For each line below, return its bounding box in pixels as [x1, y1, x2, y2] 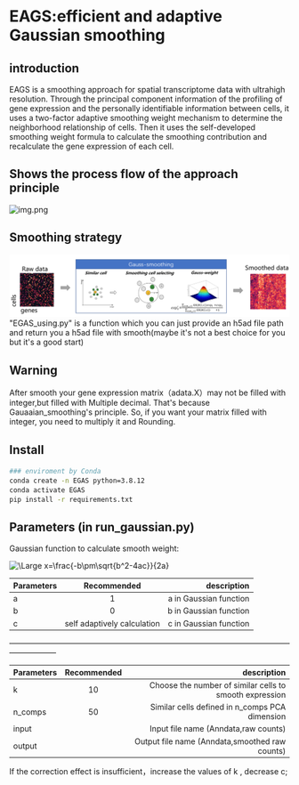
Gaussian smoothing [9, 25, 166, 45]
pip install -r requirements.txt [9, 495, 133, 504]
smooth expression [215, 689, 287, 700]
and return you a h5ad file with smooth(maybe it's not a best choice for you [9, 328, 286, 338]
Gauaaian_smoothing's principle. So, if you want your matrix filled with [9, 407, 267, 417]
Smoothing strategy [9, 230, 123, 246]
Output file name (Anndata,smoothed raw [134, 736, 287, 747]
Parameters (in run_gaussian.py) [9, 519, 195, 535]
